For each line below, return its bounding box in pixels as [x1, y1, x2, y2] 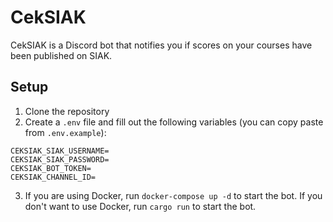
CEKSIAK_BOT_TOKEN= [10, 163, 92, 173]
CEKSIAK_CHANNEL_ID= [10, 172, 97, 182]
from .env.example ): [24, 126, 107, 138]
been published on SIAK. [10, 49, 113, 61]
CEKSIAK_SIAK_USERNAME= [10, 146, 110, 156]
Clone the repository [24, 105, 110, 117]
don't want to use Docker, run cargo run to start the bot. [24, 200, 257, 212]
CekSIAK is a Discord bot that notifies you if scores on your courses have [10, 39, 313, 51]
